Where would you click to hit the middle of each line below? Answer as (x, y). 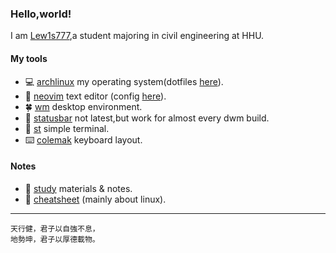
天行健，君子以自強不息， (55, 228)
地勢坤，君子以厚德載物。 (55, 239)
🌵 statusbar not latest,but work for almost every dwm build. (147, 118)
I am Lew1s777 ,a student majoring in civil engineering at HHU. (137, 36)
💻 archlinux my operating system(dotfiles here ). (124, 81)
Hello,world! (41, 14)
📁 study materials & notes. (78, 188)
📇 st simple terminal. (67, 128)
